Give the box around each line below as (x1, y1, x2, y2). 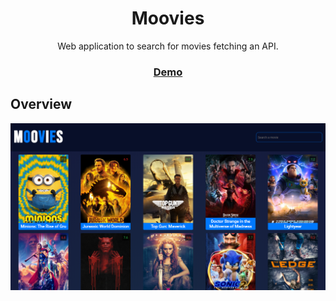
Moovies (131, 7, 205, 30)
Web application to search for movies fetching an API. (57, 40, 279, 52)
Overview (10, 96, 73, 113)
